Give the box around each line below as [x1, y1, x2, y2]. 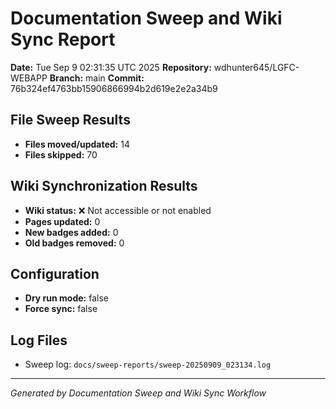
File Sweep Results [10, 112, 131, 129]
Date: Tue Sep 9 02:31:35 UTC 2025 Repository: [10, 61, 212, 73]
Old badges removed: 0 [24, 237, 125, 249]
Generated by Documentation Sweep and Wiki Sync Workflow [10, 387, 267, 399]
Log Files [10, 332, 68, 349]
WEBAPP [10, 72, 48, 84]
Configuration [10, 265, 100, 282]
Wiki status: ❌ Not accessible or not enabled [24, 204, 212, 216]
